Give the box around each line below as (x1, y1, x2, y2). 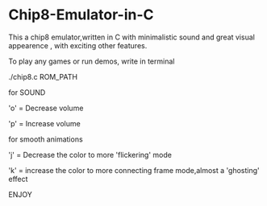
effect (8, 174, 28, 183)
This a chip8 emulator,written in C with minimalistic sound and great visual (8, 32, 256, 42)
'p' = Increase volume (8, 118, 81, 128)
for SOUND (8, 87, 46, 97)
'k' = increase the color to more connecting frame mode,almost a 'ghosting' (8, 165, 260, 175)
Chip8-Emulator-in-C (8, 6, 154, 24)
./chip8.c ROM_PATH (8, 72, 78, 81)
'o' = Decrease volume (8, 103, 84, 113)
